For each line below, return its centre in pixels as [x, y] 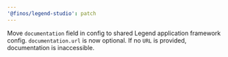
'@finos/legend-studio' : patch [52, 13]
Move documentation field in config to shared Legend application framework [114, 33]
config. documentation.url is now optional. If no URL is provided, [97, 40]
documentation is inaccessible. [51, 47]
